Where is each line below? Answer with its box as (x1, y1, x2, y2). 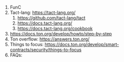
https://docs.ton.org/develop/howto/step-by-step (9, 31, 112, 36)
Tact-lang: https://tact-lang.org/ (9, 9, 76, 15)
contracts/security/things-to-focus (9, 47, 81, 52)
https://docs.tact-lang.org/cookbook (17, 25, 93, 31)
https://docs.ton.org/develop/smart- (44, 41, 119, 47)
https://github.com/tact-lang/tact (17, 15, 86, 20)
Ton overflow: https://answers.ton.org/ (9, 36, 90, 42)
